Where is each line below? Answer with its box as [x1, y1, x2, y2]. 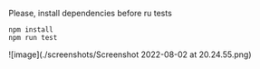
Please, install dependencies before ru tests [8, 8, 173, 18]
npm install [8, 25, 53, 34]
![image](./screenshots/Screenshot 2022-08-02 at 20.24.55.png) [8, 49, 252, 60]
